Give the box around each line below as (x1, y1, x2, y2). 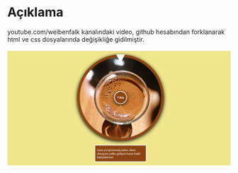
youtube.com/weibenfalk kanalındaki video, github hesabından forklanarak (7, 28, 225, 36)
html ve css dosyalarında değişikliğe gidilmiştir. (7, 35, 144, 43)
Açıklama (7, 4, 64, 20)
